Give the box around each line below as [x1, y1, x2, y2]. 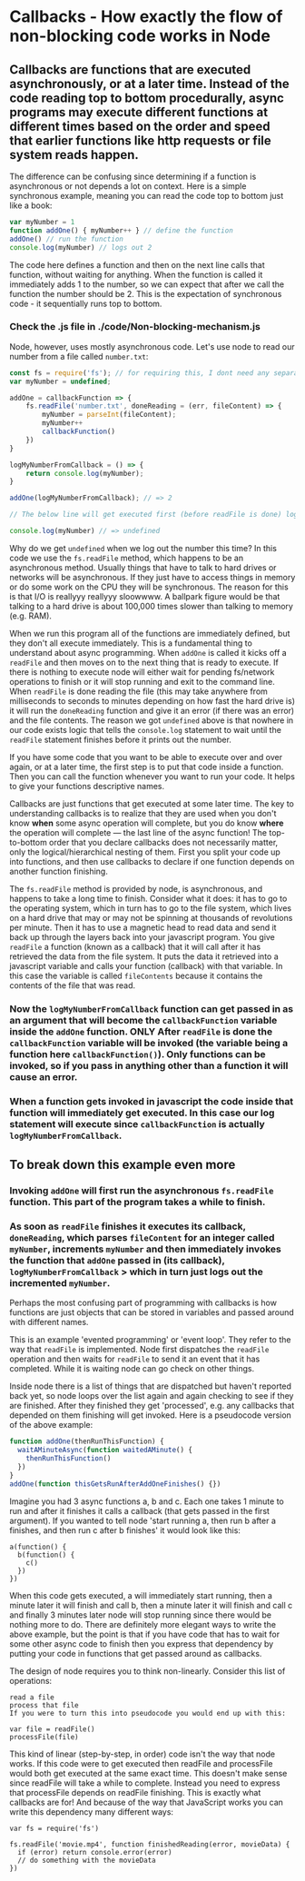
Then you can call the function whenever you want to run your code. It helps [9, 770, 295, 782]
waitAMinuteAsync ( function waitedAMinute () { [17, 1446, 193, 1455]
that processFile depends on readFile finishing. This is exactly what [9, 1787, 261, 1797]
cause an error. [9, 1070, 78, 1083]
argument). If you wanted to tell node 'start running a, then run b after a [9, 1515, 277, 1526]
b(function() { [17, 1550, 75, 1559]
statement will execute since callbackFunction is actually [9, 1117, 265, 1130]
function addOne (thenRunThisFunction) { [9, 1437, 165, 1446]
